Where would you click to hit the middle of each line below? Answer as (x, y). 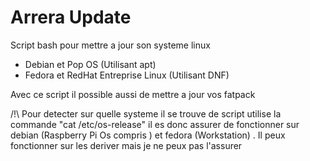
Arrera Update (71, 17)
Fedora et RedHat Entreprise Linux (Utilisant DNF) (127, 75)
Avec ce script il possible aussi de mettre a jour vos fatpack (133, 94)
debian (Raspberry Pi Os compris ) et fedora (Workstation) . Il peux (148, 135)
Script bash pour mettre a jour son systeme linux (110, 45)
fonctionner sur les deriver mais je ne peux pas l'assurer (126, 145)
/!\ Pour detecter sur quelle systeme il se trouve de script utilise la (146, 113)
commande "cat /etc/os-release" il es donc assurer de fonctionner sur (155, 124)
